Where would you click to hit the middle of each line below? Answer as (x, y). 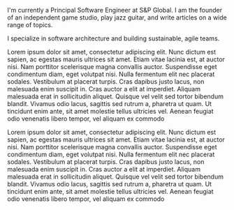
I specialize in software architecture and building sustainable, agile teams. (114, 38)
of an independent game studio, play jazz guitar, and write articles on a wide (117, 17)
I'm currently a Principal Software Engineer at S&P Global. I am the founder (115, 10)
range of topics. (30, 25)
